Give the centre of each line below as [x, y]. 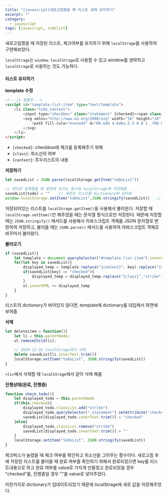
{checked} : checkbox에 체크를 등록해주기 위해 [58, 147]
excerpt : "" [17, 14]
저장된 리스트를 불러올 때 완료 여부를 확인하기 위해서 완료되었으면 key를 [80, 462]
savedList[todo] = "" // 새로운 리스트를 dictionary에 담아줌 [68, 193]
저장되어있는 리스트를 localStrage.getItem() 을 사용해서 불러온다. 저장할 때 [79, 208]
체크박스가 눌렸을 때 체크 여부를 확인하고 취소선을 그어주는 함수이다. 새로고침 [80, 455]
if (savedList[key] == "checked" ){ [59, 272]
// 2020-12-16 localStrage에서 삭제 [50, 350]
